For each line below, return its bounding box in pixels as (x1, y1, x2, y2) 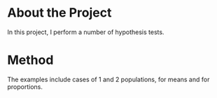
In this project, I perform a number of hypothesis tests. (7, 28, 164, 36)
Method (7, 52, 54, 68)
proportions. (7, 82, 43, 91)
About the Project (7, 5, 112, 21)
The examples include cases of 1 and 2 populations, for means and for (7, 75, 210, 83)
